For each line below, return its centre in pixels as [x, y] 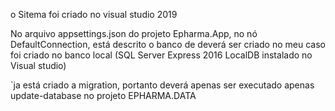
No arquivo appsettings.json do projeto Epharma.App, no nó [134, 33]
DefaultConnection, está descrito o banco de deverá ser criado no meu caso [168, 44]
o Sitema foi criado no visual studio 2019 [94, 14]
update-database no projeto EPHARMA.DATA [103, 95]
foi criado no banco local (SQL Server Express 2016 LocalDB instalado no [161, 55]
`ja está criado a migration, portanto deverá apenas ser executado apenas [162, 85]
